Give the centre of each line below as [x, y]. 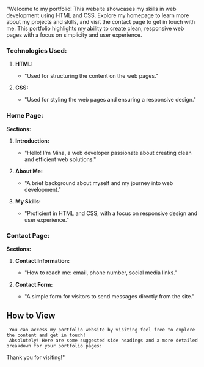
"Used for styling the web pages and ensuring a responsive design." [110, 100]
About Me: [29, 171]
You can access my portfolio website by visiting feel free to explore [102, 330]
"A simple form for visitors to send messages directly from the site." [109, 296]
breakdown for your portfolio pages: [54, 346]
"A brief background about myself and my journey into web [99, 183]
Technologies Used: [37, 50]
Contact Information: [42, 260]
